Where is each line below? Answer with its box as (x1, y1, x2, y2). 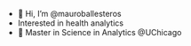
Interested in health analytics (17, 18, 124, 28)
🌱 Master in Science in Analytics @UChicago (17, 27, 182, 37)
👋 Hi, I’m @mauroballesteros (17, 9, 122, 19)
